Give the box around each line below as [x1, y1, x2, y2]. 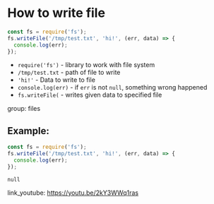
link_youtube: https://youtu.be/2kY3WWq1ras [7, 188, 139, 197]
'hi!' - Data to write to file [17, 76, 95, 84]
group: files [7, 104, 41, 113]
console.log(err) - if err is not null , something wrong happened [17, 83, 208, 92]
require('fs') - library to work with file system [17, 61, 155, 69]
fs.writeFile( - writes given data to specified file [17, 90, 162, 100]
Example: [7, 125, 49, 137]
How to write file [7, 5, 106, 21]
